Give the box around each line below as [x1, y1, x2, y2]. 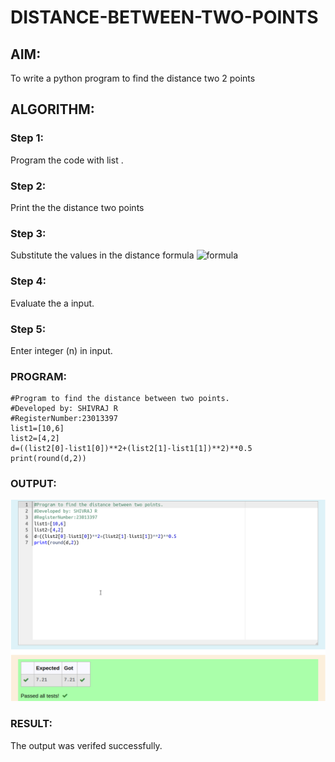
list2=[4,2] [10, 434, 60, 444]
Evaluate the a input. [10, 297, 95, 309]
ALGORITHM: [10, 101, 95, 118]
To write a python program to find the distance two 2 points [10, 72, 256, 84]
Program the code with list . [10, 154, 124, 166]
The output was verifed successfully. [10, 739, 163, 751]
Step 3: [10, 226, 47, 240]
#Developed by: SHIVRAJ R [10, 404, 118, 414]
